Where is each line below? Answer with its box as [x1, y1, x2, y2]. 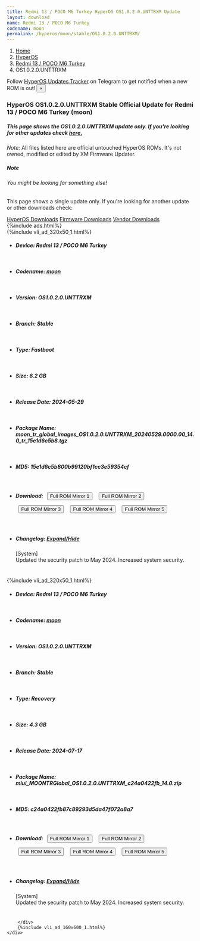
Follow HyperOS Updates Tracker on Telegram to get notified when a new [7, 78, 188, 85]
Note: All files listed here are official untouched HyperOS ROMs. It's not [7, 144, 182, 151]
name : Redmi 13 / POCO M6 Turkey [7, 20, 90, 26]
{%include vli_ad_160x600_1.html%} [17, 924, 106, 930]
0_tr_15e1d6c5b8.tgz [15, 437, 68, 444]
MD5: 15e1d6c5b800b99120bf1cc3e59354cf [15, 463, 130, 470]
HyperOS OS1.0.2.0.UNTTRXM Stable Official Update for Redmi [7, 101, 194, 109]
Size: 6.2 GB [15, 372, 46, 379]
